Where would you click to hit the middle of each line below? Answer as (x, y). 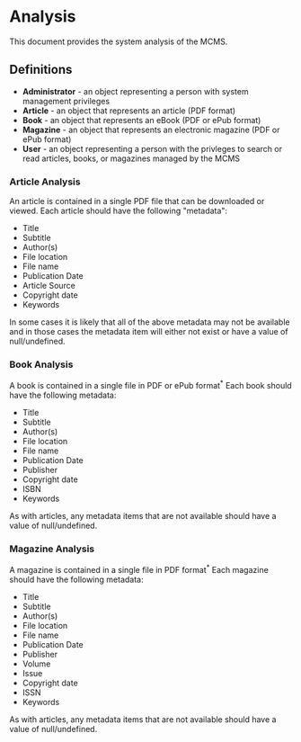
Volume (36, 664)
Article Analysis (45, 182)
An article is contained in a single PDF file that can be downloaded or (137, 201)
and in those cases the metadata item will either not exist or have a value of (149, 332)
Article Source (49, 286)
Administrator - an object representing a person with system (135, 91)
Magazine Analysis (52, 549)
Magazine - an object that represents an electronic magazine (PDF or (151, 130)
